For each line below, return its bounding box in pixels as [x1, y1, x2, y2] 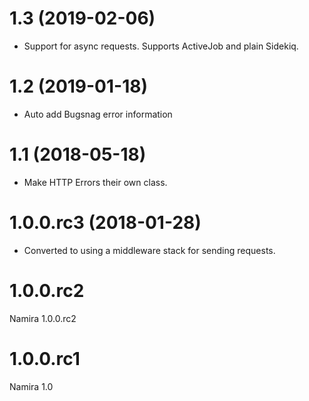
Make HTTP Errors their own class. [23, 176, 168, 188]
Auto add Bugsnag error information [23, 108, 173, 120]
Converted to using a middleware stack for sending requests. [23, 244, 276, 256]
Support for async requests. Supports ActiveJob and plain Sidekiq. [23, 40, 299, 52]
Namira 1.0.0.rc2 [9, 312, 77, 324]
